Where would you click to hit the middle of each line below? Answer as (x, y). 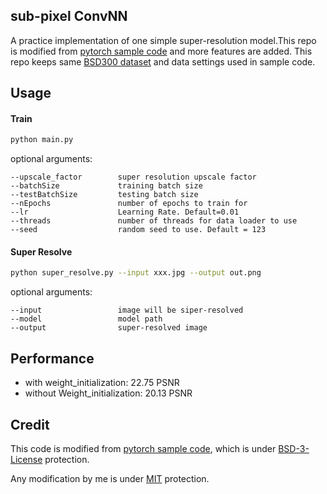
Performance (52, 358)
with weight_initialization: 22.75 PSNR (102, 383)
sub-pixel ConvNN (69, 16)
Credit (30, 424)
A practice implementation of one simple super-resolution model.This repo (163, 40)
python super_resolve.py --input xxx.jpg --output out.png (136, 273)
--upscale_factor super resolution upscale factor (133, 177)
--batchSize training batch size (106, 186)
